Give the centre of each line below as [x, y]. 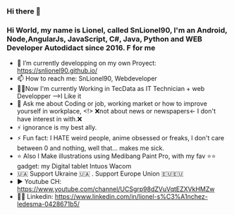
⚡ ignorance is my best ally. [57, 128]
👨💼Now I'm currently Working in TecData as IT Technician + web [111, 89]
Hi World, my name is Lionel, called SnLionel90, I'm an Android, [117, 30]
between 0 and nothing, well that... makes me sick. [91, 148]
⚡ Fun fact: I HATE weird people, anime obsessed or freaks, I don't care [121, 138]
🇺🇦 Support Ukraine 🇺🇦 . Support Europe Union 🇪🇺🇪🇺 [100, 174]
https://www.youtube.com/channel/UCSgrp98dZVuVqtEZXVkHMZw [116, 189]
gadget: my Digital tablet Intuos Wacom [74, 166]
